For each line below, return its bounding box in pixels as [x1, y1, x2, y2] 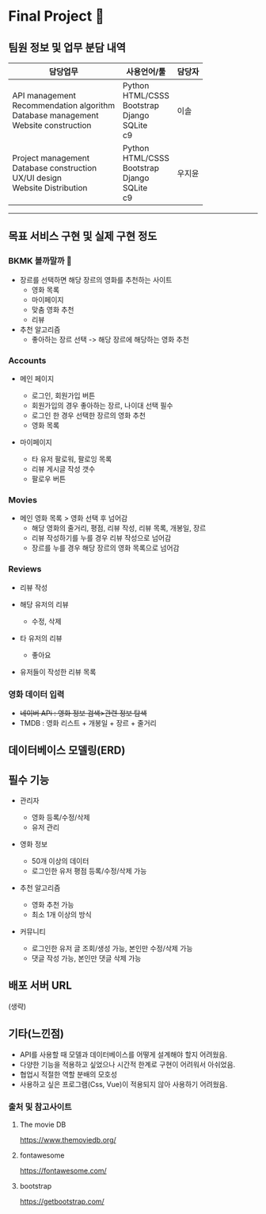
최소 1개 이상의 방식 [31, 910, 93, 919]
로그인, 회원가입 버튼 [31, 391, 96, 400]
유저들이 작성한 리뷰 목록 [19, 667, 97, 676]
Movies [8, 494, 38, 505]
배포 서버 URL [8, 979, 73, 992]
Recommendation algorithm [12, 100, 116, 110]
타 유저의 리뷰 [19, 633, 63, 642]
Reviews [8, 564, 42, 575]
